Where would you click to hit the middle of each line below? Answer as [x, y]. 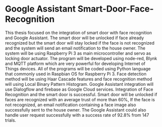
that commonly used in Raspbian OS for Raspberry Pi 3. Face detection [76, 74]
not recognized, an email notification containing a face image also [71, 105]
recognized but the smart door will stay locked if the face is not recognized [80, 43]
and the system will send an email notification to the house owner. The [75, 48]
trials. [11, 120]
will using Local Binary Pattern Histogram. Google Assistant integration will [79, 84]
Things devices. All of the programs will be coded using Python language [78, 68]
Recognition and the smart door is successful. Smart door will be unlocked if [81, 94]
